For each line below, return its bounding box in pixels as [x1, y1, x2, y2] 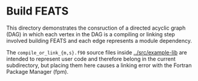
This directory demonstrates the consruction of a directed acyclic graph [6, 24, 186, 31]
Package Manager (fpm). [6, 68, 68, 75]
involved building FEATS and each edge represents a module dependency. [6, 37, 193, 44]
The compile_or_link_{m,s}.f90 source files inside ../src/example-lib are [6, 48, 188, 56]
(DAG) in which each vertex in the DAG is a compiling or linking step [6, 30, 176, 37]
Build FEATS [6, 4, 69, 18]
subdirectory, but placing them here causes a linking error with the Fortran [6, 62, 192, 69]
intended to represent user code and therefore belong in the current [6, 55, 176, 62]
